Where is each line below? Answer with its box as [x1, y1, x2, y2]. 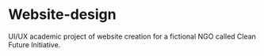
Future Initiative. [8, 39, 61, 49]
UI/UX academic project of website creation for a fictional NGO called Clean [8, 32, 256, 41]
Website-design [8, 6, 117, 24]
